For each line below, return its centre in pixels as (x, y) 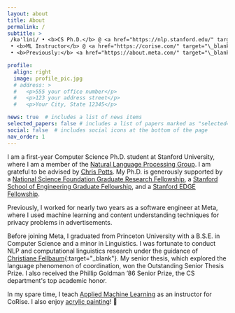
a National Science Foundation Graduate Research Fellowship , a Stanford (113, 179)
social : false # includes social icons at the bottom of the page (108, 130)
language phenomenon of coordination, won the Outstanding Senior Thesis (116, 265)
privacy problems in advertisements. (60, 222)
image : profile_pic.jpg (48, 78)
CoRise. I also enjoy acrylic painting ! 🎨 (62, 301)
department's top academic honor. (57, 280)
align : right (33, 72)
